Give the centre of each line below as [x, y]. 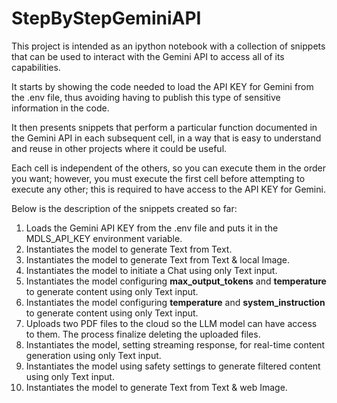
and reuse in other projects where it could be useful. [119, 148]
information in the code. [60, 108]
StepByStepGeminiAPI [106, 18]
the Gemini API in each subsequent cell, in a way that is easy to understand [166, 138]
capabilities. [36, 67]
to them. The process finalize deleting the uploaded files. [143, 334]
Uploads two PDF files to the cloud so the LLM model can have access [171, 323]
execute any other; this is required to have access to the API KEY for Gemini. [168, 189]
